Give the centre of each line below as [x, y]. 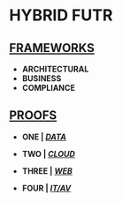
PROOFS [33, 116]
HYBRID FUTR [61, 15]
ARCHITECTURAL [55, 69]
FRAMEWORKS [52, 48]
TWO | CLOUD [48, 153]
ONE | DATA [44, 137]
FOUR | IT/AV [46, 188]
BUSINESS [42, 79]
